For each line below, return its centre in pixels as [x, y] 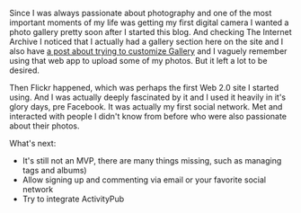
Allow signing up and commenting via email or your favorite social [144, 180]
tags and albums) [54, 170]
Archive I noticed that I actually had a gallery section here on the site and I [146, 41]
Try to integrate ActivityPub [73, 199]
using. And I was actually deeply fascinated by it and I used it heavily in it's [148, 97]
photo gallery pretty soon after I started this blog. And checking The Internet [150, 32]
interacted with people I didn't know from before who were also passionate [148, 116]
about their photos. [44, 126]
